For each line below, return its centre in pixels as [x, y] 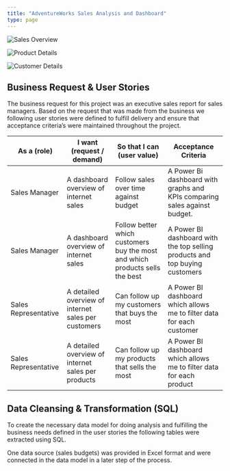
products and [189, 255]
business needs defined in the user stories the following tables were [103, 433]
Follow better [136, 225]
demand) [88, 160]
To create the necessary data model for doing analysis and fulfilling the [107, 425]
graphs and [186, 188]
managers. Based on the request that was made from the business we [106, 111]
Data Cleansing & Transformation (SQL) [93, 408]
